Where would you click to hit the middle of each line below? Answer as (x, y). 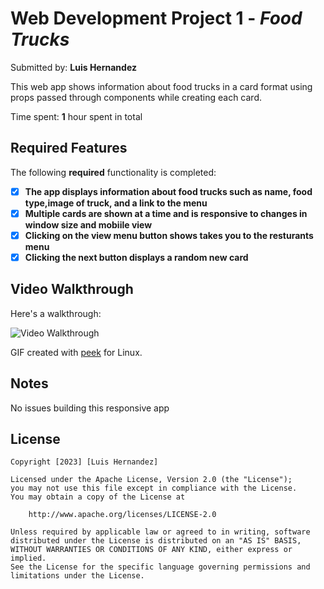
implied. (28, 558)
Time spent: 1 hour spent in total (76, 116)
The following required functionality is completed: (113, 172)
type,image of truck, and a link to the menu (116, 203)
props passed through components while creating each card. (136, 97)
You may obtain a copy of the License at (98, 497)
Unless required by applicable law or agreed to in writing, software (160, 532)
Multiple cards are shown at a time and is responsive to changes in (166, 213)
